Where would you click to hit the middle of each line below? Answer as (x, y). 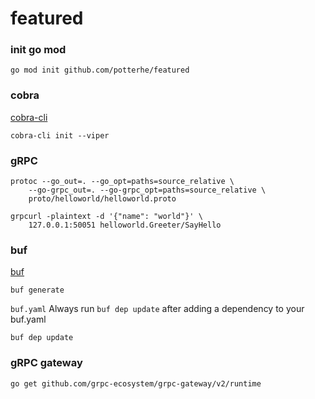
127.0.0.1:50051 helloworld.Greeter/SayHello (125, 225)
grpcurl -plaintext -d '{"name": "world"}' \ (106, 217)
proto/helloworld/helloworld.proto (102, 199)
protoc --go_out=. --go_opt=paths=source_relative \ (122, 182)
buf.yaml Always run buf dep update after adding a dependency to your (157, 309)
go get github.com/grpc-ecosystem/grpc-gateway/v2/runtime (136, 383)
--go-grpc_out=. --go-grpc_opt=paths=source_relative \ (147, 190)
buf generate (37, 290)
